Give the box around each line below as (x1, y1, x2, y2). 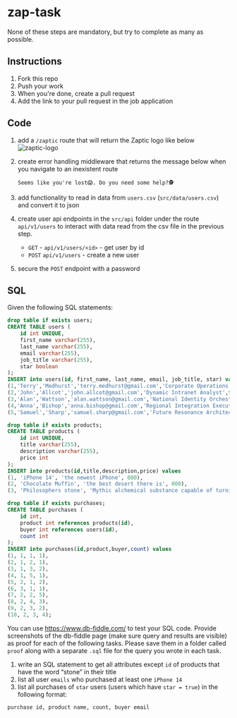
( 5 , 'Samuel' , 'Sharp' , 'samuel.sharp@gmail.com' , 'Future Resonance (7, 408, 203, 416)
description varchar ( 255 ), (20, 448, 99, 455)
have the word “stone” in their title (17, 667, 117, 676)
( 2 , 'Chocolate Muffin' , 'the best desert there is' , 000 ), (7, 480, 188, 487)
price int (20, 454, 49, 461)
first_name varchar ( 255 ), (20, 336, 97, 343)
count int (20, 533, 49, 540)
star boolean (20, 363, 59, 370)
